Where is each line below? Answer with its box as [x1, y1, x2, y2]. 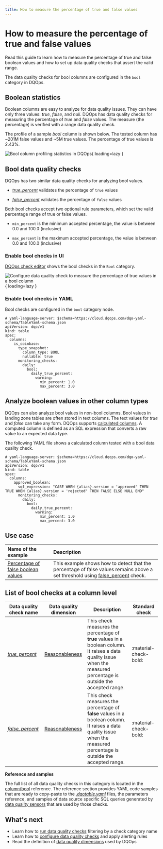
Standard [132, 603, 155, 610]
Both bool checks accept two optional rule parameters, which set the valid [5, 206, 154, 212]
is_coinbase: [14, 341, 40, 346]
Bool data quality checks [5, 165, 81, 173]
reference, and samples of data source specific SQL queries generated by [5, 796, 153, 802]
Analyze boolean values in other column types [5, 397, 148, 406]
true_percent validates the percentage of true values [12, 187, 118, 193]
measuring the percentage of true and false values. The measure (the [5, 117, 145, 122]
